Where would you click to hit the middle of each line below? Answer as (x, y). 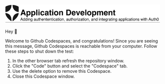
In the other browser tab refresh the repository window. (68, 61)
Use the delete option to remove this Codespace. (62, 71)
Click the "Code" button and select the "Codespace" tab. (70, 66)
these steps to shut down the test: (40, 51)
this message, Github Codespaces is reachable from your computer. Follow (81, 46)
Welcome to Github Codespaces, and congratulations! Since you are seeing (82, 41)
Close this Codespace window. (43, 76)
